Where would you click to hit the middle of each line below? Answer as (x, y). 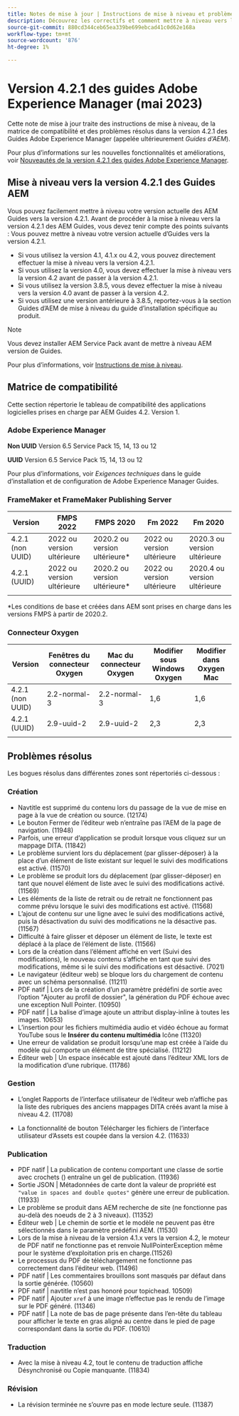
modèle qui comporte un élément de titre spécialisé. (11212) (105, 1050)
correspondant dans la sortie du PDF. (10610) (84, 1329)
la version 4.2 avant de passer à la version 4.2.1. (88, 277)
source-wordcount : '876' (44, 41)
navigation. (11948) (46, 830)
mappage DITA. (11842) (52, 845)
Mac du (121, 656)
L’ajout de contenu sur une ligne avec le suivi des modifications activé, (121, 913)
